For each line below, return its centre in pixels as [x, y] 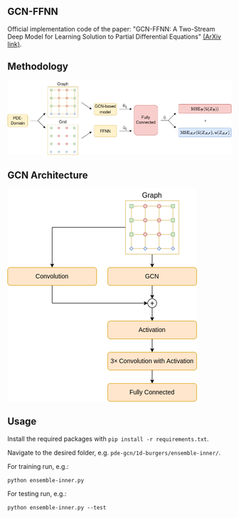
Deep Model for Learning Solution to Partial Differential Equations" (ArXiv [115, 36]
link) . [15, 44]
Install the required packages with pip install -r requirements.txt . [108, 439]
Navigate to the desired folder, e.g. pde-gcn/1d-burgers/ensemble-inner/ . [114, 452]
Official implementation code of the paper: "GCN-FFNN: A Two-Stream [111, 29]
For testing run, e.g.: [37, 493]
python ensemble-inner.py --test [57, 507]
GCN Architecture [48, 175]
